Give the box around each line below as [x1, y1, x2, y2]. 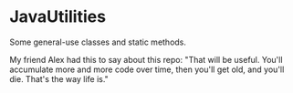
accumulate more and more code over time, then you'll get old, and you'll [9, 64, 285, 75]
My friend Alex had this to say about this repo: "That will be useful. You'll [9, 54, 283, 65]
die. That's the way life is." [9, 73, 110, 84]
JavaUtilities [9, 6, 107, 27]
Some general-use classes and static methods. [9, 36, 187, 47]
